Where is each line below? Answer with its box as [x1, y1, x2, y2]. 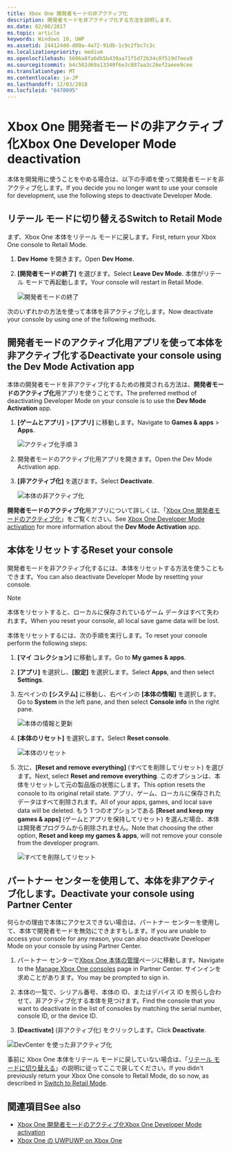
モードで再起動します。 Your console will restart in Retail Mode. [25, 277, 203, 286]
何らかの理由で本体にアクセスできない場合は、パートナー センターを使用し [7, 918, 221, 927]
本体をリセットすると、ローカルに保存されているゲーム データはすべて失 [7, 608, 213, 616]
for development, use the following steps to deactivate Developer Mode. [7, 191, 212, 200]
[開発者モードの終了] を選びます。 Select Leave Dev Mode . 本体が [17, 269, 203, 277]
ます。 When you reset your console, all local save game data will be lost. [12, 616, 220, 624]
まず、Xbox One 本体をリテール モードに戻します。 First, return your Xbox [7, 233, 217, 241]
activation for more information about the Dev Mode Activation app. [7, 522, 201, 531]
